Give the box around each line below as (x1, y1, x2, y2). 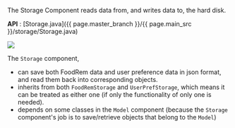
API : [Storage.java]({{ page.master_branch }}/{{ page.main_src (7, 20, 192, 28)
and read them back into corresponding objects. (17, 76, 158, 83)
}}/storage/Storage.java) (7, 28, 78, 35)
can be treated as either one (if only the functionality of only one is (17, 91, 212, 98)
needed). (17, 98, 44, 106)
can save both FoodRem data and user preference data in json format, (17, 68, 222, 76)
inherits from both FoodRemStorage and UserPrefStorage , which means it (17, 83, 225, 91)
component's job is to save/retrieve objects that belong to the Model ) (17, 113, 217, 121)
